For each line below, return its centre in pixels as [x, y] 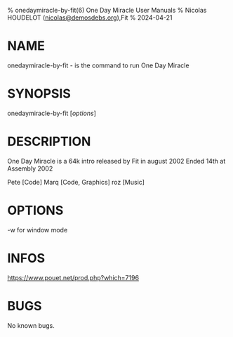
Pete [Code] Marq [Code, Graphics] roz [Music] [76, 182]
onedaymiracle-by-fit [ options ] [52, 113]
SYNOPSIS [39, 94]
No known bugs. [31, 325]
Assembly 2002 [30, 168]
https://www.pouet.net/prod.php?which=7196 [73, 277]
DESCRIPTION [49, 141]
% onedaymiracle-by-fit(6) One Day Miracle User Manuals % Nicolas [107, 10]
